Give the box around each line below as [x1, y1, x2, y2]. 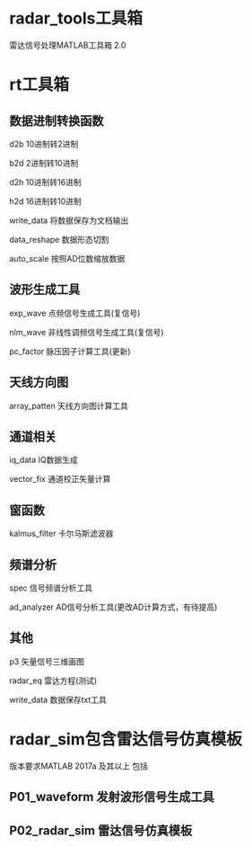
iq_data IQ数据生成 [9, 455, 78, 466]
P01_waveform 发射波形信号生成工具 [9, 789, 215, 805]
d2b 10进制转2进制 [9, 138, 79, 149]
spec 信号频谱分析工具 [9, 583, 93, 593]
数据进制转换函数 [9, 113, 104, 129]
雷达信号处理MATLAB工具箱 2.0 [9, 40, 126, 50]
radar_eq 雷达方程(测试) [9, 675, 98, 686]
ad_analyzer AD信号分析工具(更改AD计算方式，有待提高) [9, 601, 218, 612]
